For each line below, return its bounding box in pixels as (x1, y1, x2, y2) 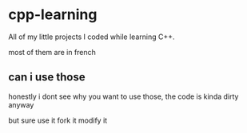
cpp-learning (8, 6, 98, 24)
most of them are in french (8, 47, 96, 57)
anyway (8, 100, 34, 109)
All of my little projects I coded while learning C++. (8, 32, 175, 41)
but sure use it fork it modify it (8, 115, 108, 125)
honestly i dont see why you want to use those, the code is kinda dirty (8, 92, 239, 101)
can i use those (8, 70, 86, 84)
